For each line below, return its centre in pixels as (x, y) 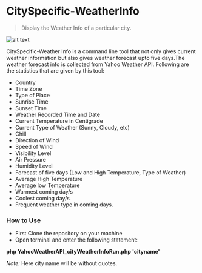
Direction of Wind (37, 140)
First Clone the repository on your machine (69, 234)
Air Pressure (31, 159)
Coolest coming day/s (42, 198)
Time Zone (29, 88)
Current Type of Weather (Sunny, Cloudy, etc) (72, 127)
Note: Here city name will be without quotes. (62, 263)
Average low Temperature (47, 185)
